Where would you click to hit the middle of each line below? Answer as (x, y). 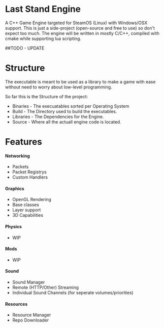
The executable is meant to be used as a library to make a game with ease (81, 82)
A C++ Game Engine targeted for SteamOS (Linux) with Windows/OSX (76, 23)
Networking (18, 156)
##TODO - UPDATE (25, 48)
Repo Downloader (31, 320)
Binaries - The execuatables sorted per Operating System (71, 106)
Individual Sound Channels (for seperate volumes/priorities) (73, 293)
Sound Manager (29, 282)
